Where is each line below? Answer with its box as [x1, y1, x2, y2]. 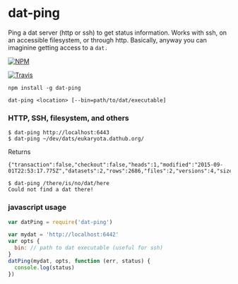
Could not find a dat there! [8, 186, 94, 194]
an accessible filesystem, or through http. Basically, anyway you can [8, 35, 207, 44]
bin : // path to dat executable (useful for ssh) [14, 244, 163, 252]
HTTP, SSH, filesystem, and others [8, 113, 129, 123]
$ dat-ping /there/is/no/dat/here [8, 180, 110, 187]
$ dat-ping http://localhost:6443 [8, 129, 110, 136]
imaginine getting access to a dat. [8, 43, 108, 52]
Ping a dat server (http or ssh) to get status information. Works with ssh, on [8, 28, 227, 37]
